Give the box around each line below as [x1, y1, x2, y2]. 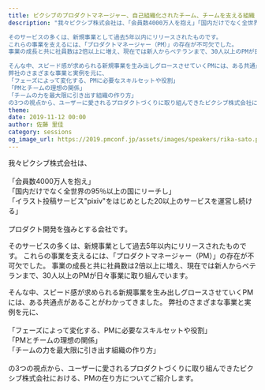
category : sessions [8, 128, 73, 137]
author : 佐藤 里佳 [8, 121, 65, 129]
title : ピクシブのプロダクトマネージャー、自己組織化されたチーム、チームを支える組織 [8, 11, 255, 20]
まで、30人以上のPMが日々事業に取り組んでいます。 [21, 270, 192, 280]
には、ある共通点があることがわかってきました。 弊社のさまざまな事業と [8, 297, 244, 306]
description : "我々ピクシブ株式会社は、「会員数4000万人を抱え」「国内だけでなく [8, 19, 242, 27]
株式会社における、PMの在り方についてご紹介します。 [21, 373, 198, 383]
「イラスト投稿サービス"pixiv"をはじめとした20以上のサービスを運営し [8, 196, 239, 205]
